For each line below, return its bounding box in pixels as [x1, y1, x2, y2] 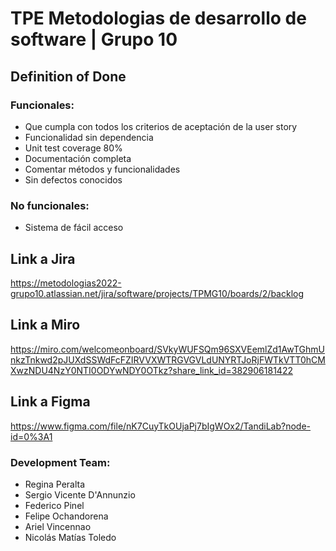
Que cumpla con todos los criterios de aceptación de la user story [24, 120, 298, 132]
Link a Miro [10, 317, 81, 334]
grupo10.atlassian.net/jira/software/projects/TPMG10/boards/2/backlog [10, 287, 305, 299]
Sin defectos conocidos [24, 173, 123, 186]
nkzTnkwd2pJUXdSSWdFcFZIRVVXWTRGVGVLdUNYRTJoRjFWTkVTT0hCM [10, 353, 326, 366]
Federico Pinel [24, 499, 85, 511]
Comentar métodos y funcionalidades [24, 163, 181, 175]
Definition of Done [10, 68, 127, 85]
